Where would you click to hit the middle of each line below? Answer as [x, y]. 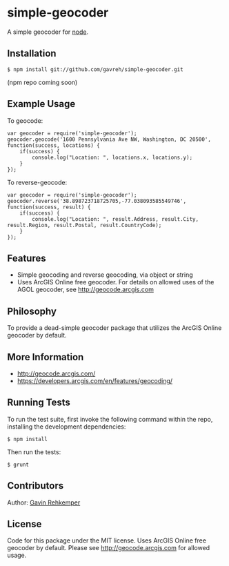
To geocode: [25, 120]
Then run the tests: [34, 452]
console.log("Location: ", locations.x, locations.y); [112, 157]
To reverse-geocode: [37, 182]
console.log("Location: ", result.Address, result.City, [115, 219]
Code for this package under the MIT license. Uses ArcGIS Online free [107, 540]
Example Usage [41, 104]
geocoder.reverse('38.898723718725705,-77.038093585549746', [97, 201]
